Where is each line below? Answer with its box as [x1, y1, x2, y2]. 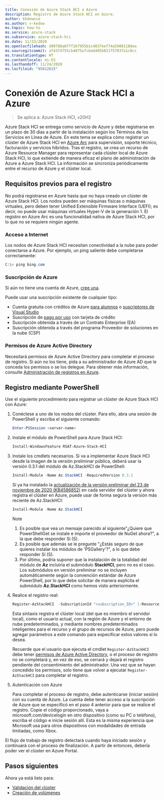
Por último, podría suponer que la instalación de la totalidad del [19, 557, 147, 562]
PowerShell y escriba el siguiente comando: [12, 416, 101, 422]
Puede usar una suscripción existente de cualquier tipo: [5, 294, 117, 300]
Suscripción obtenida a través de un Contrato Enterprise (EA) [12, 320, 136, 325]
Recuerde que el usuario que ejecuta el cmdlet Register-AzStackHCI [12, 646, 149, 652]
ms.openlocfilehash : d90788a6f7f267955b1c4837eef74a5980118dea [5, 44, 137, 49]
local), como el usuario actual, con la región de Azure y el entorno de [12, 615, 152, 621]
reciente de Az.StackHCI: [12, 497, 64, 503]
